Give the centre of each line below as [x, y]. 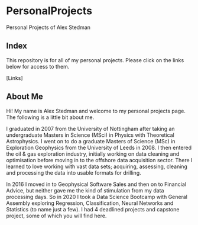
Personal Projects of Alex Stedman [48, 27]
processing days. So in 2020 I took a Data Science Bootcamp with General [97, 197]
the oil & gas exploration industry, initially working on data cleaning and [93, 154]
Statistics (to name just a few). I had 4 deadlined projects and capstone [93, 209]
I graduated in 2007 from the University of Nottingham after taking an [91, 128]
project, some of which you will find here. [56, 216]
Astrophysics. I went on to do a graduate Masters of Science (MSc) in [91, 141]
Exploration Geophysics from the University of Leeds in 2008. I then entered [99, 147]
